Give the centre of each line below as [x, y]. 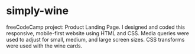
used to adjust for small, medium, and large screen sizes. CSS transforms [95, 39]
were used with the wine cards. [44, 46]
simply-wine [38, 11]
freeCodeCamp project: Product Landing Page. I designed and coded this [95, 27]
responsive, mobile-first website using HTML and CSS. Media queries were [97, 33]
